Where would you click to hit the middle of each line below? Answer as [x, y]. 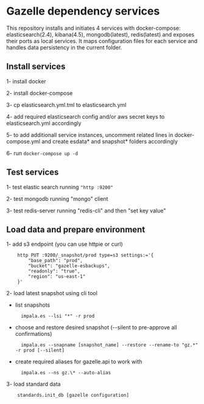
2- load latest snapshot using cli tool [52, 293]
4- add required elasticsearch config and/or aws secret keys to [86, 116]
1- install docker [26, 81]
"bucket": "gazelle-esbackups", [69, 266]
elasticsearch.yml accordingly [44, 123]
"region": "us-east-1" [57, 277]
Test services [33, 172]
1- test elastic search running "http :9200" [60, 187]
